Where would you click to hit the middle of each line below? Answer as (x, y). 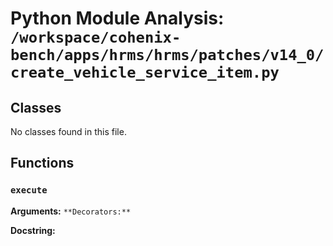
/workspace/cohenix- (96, 37)
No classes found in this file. (68, 131)
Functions (42, 163)
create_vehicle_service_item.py (145, 72)
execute (29, 190)
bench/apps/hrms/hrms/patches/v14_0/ (167, 55)
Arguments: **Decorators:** (71, 211)
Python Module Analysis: (117, 18)
